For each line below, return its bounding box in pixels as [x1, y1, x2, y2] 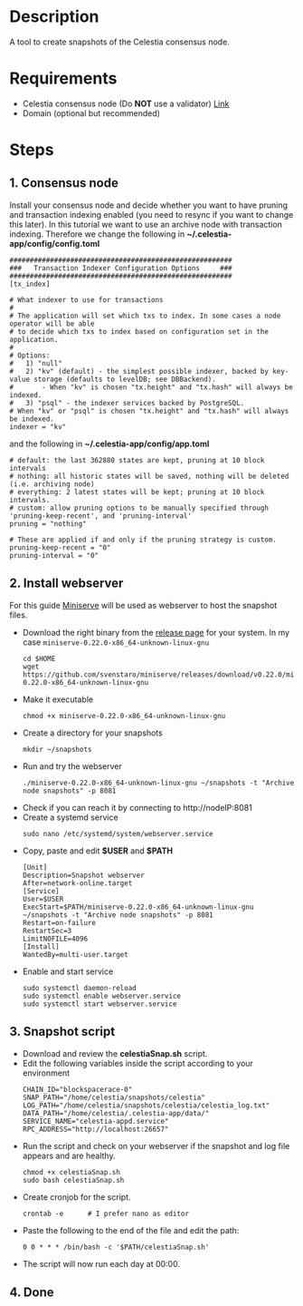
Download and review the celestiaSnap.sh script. [22, 1048, 208, 1058]
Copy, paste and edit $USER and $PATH [22, 845, 174, 856]
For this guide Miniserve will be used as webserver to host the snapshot [9, 599, 278, 610]
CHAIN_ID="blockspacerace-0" [22, 1085, 133, 1094]
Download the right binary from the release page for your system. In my [22, 627, 290, 638]
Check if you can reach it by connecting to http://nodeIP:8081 [22, 802, 253, 813]
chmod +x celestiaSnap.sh [22, 1167, 120, 1176]
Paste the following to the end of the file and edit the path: [22, 1224, 240, 1235]
